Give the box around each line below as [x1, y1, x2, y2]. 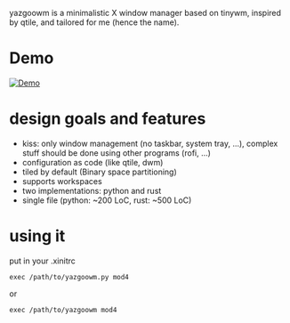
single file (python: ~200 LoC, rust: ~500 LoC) [21, 195, 192, 206]
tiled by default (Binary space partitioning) [21, 166, 178, 177]
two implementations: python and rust [21, 185, 162, 196]
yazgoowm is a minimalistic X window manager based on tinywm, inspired [9, 8, 282, 18]
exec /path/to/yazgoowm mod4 [9, 305, 117, 314]
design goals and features [9, 109, 206, 129]
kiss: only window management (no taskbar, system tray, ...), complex [21, 138, 278, 149]
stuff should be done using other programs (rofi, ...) [21, 147, 212, 158]
